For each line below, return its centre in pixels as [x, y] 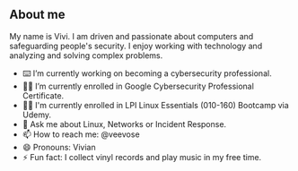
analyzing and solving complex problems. [86, 55]
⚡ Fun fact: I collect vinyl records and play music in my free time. [142, 157]
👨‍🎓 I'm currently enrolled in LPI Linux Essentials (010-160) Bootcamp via [155, 105]
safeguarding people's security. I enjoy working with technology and [136, 46]
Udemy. [37, 115]
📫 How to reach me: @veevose [81, 134]
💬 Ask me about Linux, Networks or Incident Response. [124, 124]
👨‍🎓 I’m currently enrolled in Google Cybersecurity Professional [138, 86]
